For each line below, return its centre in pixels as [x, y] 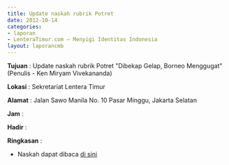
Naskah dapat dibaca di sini [57, 154]
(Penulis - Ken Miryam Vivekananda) [60, 73]
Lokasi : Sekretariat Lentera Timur [57, 87]
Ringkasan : [25, 141]
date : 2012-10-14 [32, 20]
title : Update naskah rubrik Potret [60, 14]
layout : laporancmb [36, 46]
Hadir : [17, 127]
